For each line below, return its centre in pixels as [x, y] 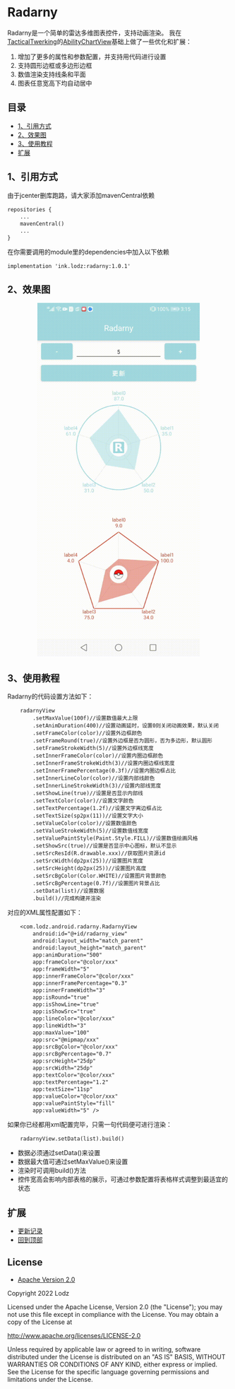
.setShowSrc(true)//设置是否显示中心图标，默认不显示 [105, 846]
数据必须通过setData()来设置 [59, 1153]
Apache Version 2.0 [46, 1279]
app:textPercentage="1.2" [71, 1082]
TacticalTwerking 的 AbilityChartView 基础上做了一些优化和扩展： [100, 41]
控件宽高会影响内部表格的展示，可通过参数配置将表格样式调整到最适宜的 [122, 1179]
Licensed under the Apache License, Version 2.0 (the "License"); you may [115, 1307]
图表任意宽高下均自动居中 [55, 83]
